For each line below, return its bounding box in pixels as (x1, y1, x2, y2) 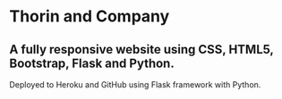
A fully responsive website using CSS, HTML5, (9, 42, 274, 57)
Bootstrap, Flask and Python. (9, 55, 175, 70)
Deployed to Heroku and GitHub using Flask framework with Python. (9, 79, 261, 90)
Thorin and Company (9, 6, 170, 27)
